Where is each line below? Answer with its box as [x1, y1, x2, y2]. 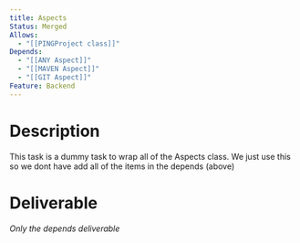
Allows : [9, 30, 39, 39]
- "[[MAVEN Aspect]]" [17, 65, 100, 74]
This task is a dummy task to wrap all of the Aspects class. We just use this [9, 151, 292, 162]
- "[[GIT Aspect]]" [17, 73, 92, 82]
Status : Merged [9, 22, 67, 31]
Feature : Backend [9, 81, 76, 90]
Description [9, 121, 100, 142]
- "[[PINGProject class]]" [17, 38, 120, 48]
